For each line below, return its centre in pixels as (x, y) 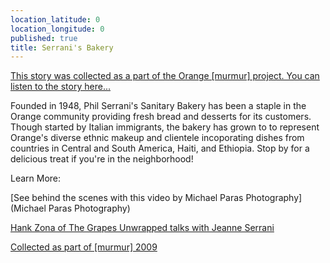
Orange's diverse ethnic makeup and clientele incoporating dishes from (157, 138)
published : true (44, 38)
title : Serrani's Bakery (62, 47)
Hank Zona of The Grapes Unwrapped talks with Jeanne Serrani (142, 228)
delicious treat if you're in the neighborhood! (102, 159)
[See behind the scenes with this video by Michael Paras (127, 198)
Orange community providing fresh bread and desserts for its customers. (161, 117)
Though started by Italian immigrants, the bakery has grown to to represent (165, 127)
